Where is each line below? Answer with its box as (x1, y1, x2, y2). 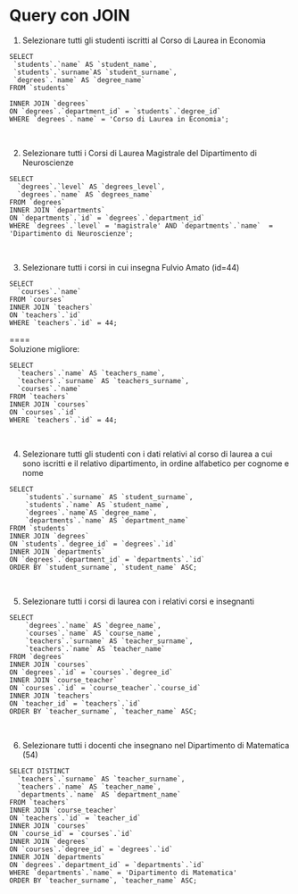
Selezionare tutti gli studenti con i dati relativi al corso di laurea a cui (21, 448, 273, 459)
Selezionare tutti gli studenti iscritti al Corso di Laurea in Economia (21, 35, 266, 46)
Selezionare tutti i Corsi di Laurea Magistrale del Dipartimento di (21, 147, 257, 158)
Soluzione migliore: (9, 343, 80, 354)
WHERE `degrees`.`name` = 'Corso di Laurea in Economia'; (9, 114, 229, 123)
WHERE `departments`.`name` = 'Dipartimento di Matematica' (9, 868, 238, 877)
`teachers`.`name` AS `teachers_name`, (17, 368, 166, 378)
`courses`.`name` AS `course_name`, (25, 629, 162, 638)
